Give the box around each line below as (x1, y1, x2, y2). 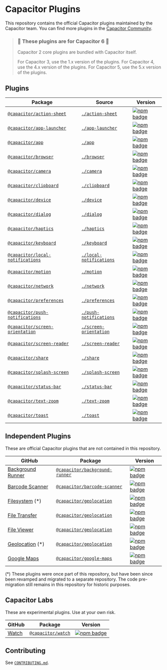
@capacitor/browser (7, 154, 54, 160)
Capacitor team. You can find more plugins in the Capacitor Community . (5, 25, 153, 31)
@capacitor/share (7, 355, 49, 361)
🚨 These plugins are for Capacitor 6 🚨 (17, 37, 109, 44)
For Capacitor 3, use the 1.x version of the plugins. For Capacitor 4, (17, 59, 155, 65)
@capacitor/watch (29, 630, 71, 636)
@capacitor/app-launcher (7, 125, 67, 131)
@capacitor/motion (7, 269, 51, 275)
